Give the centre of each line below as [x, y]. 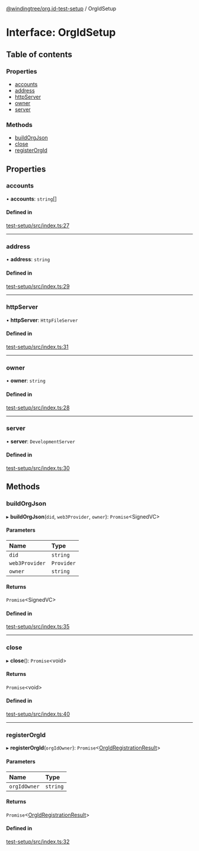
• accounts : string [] [32, 199]
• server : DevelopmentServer [41, 441]
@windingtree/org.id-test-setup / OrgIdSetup [61, 9]
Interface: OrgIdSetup [61, 33]
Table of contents [39, 54]
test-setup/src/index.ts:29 [38, 286]
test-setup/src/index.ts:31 [38, 347]
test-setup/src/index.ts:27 [38, 226]
